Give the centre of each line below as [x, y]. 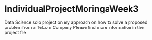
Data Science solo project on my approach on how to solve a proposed [76, 22]
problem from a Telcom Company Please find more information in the [74, 27]
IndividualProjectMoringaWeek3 [72, 9]
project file [15, 32]
